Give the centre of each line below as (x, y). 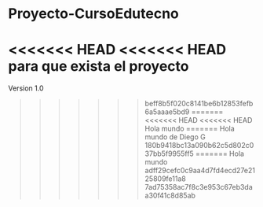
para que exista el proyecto (99, 67)
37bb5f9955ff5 (169, 153)
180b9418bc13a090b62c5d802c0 (199, 146)
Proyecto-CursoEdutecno (93, 14)
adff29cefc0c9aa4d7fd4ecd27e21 (200, 171)
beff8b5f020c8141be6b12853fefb (199, 104)
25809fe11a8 (165, 179)
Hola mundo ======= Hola (190, 129)
